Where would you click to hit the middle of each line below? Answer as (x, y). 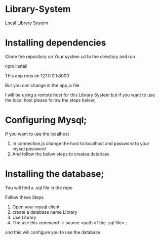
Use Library (24, 217)
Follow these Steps (24, 197)
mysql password (29, 148)
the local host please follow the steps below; (50, 100)
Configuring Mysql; (46, 120)
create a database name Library (45, 212)
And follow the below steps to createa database (61, 154)
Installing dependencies (56, 43)
